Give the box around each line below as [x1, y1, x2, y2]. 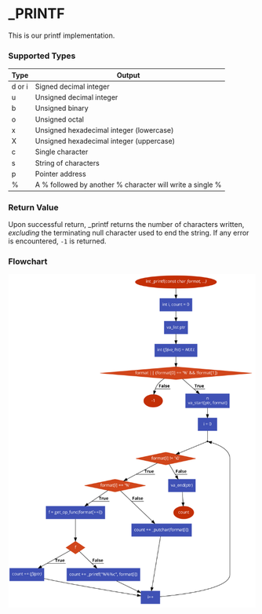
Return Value [8, 202, 59, 213]
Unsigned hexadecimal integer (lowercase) [35, 125, 174, 134]
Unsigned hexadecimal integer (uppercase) [35, 137, 176, 146]
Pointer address [35, 169, 86, 178]
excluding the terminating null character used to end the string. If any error [8, 228, 249, 238]
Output [116, 70, 140, 79]
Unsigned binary [35, 104, 89, 113]
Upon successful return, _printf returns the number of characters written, [8, 220, 245, 229]
